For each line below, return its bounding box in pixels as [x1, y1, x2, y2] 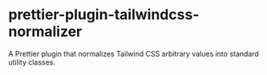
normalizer [8, 22, 83, 41]
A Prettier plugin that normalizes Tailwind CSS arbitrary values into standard [8, 49, 259, 58]
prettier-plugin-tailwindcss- [8, 6, 200, 24]
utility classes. [8, 57, 56, 67]
